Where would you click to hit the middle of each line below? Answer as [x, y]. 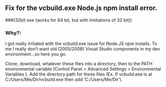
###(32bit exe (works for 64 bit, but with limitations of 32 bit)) [69, 20]
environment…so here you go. [36, 54]
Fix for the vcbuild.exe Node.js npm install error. [81, 8]
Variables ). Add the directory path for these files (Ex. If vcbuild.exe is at [79, 74]
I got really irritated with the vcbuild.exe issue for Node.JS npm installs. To [81, 43]
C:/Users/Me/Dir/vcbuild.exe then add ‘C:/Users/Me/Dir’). [64, 80]
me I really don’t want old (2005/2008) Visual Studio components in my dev [83, 49]
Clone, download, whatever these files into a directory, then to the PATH [79, 64]
